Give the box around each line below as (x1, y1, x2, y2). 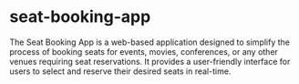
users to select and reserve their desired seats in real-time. (9, 66, 232, 77)
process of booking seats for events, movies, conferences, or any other (9, 46, 278, 57)
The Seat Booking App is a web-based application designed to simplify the (9, 37, 290, 47)
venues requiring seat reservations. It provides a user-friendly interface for (9, 56, 291, 67)
